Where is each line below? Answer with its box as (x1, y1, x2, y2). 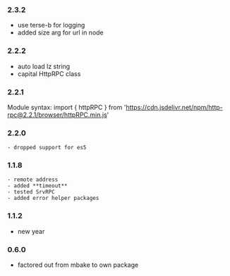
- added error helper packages (7, 195, 99, 202)
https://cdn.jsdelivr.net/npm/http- (126, 103, 224, 111)
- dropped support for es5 (7, 144, 87, 151)
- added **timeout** (7, 182, 68, 189)
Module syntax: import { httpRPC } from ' (7, 103, 126, 111)
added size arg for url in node (17, 28, 104, 37)
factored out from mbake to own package (17, 261, 139, 269)
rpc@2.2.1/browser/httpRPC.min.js (7, 111, 107, 119)
